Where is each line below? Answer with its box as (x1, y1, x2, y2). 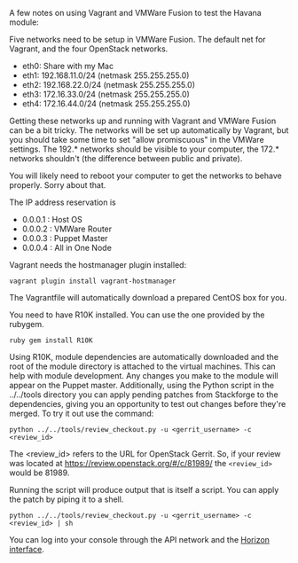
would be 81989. (9, 467, 70, 478)
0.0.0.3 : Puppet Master (21, 233, 108, 243)
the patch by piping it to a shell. (9, 494, 124, 504)
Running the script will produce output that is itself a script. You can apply (9, 485, 279, 495)
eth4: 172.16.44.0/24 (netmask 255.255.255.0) (21, 98, 191, 109)
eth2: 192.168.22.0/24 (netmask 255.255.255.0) (21, 80, 196, 90)
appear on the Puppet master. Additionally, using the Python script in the (9, 380, 275, 390)
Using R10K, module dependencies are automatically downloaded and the (9, 352, 279, 362)
